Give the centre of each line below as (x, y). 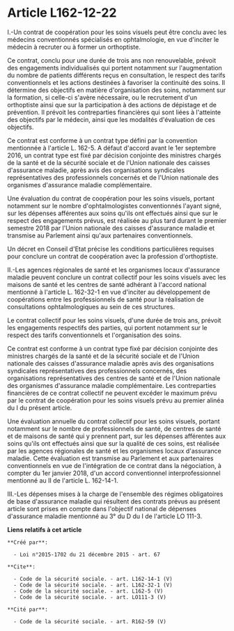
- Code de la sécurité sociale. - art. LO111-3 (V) (90, 597)
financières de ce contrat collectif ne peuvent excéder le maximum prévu (112, 393)
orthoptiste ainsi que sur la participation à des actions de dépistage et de (112, 104)
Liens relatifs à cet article (45, 529)
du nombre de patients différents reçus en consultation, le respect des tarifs (116, 75)
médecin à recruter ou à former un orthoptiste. (74, 47)
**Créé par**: (28, 542)
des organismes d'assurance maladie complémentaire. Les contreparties (112, 385)
